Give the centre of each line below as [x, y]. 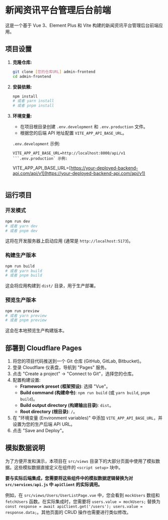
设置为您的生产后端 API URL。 [44, 424]
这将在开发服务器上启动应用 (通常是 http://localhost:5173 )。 [69, 241]
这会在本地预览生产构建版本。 [36, 331]
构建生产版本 [21, 255]
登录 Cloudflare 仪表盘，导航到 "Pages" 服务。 [61, 368]
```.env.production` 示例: [40, 159]
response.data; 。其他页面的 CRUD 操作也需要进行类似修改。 [68, 512]
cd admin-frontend [32, 76]
